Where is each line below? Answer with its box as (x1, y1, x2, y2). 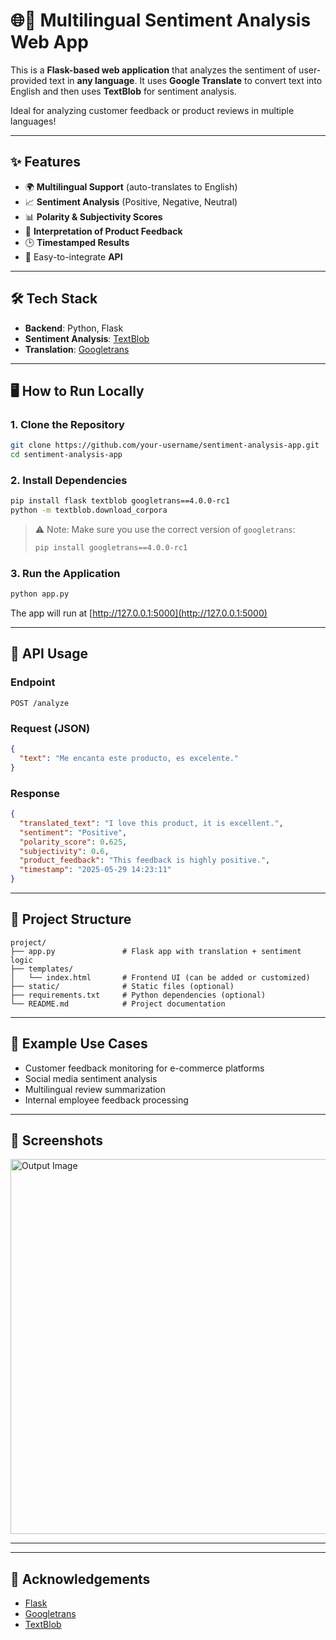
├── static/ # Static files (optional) (10, 981, 235, 991)
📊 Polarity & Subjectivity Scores (24, 210, 163, 223)
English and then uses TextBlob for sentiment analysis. (10, 85, 237, 97)
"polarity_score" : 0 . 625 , (19, 837, 128, 847)
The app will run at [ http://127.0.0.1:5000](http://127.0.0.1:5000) (10, 607, 268, 619)
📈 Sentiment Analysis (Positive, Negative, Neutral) (24, 195, 238, 208)
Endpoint (10, 675, 56, 689)
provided (10, 74, 48, 86)
